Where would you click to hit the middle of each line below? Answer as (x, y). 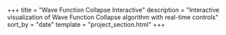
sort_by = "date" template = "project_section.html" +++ (86, 24)
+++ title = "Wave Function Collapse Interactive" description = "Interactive (113, 10)
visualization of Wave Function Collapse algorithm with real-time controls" (113, 17)
